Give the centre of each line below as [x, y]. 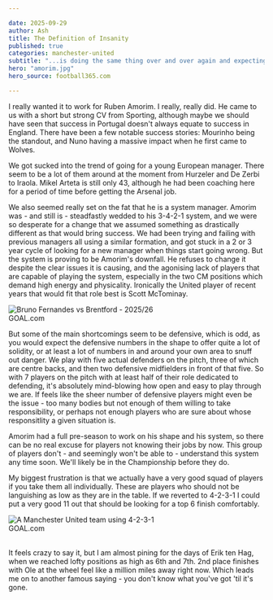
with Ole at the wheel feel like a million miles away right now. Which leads [131, 570]
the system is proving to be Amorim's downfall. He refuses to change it [127, 259]
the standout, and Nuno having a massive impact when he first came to [128, 141]
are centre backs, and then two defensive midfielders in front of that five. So [136, 368]
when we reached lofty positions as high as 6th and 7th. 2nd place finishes [134, 561]
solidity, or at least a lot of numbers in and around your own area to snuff [130, 351]
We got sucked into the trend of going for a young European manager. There [136, 165]
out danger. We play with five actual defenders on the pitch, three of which [133, 360]
